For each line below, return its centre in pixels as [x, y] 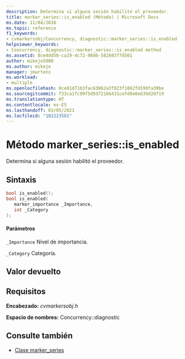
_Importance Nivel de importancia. [47, 242]
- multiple [19, 83]
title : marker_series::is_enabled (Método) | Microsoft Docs [83, 17]
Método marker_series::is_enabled [93, 145]
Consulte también [39, 336]
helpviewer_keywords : [33, 45]
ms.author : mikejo [28, 66]
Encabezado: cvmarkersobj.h [42, 306]
